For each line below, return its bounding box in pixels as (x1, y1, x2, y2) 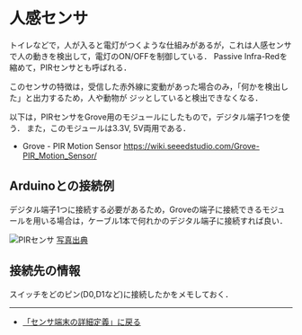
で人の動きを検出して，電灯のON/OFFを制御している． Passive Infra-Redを (9, 50, 288, 61)
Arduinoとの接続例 (9, 179, 115, 194)
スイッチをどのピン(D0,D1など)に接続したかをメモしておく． (9, 288, 234, 299)
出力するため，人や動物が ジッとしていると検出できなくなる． (32, 92, 263, 103)
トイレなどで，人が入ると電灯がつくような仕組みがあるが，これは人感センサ (9, 40, 292, 50)
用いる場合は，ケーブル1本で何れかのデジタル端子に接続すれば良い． (32, 215, 288, 225)
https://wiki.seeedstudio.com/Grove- (123, 140, 261, 151)
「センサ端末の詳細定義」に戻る (22, 316, 141, 327)
